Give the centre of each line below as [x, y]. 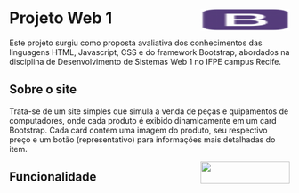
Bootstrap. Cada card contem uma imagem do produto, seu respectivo [138, 130]
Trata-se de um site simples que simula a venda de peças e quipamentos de [149, 111]
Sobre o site [43, 89]
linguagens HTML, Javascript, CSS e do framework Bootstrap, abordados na [149, 52]
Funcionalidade [53, 177]
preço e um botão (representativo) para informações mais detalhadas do [142, 139]
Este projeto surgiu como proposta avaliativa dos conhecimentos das [136, 43]
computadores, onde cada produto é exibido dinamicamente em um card [143, 120]
